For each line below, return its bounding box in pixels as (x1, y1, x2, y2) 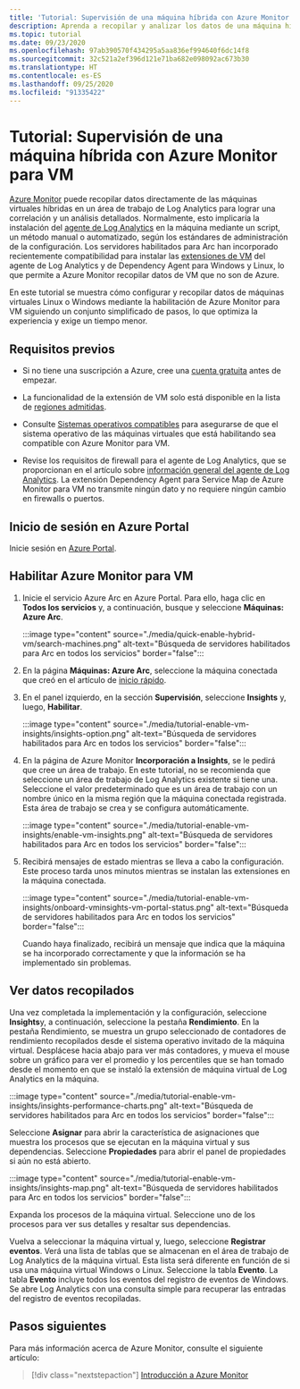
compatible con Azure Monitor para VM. (21, 438, 171, 449)
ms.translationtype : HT (9, 63, 98, 72)
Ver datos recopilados (9, 983, 135, 998)
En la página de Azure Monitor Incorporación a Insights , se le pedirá (21, 754, 276, 765)
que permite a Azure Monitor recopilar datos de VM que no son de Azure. (9, 270, 279, 281)
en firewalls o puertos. (21, 493, 105, 504)
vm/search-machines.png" (21, 638, 121, 649)
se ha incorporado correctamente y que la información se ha (21, 947, 246, 958)
